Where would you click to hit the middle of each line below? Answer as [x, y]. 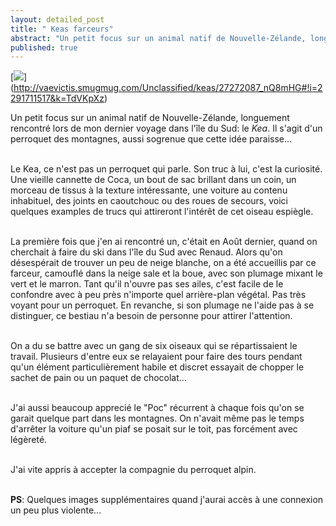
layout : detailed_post [57, 19]
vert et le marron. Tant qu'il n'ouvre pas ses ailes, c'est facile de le [147, 284]
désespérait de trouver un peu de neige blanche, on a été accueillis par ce [163, 263]
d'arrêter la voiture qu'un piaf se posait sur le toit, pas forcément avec [154, 429]
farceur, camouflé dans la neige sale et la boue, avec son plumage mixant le [166, 273]
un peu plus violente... [56, 510]
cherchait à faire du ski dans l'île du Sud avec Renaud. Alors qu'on [146, 252]
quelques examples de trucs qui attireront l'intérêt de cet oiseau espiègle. [162, 212]
